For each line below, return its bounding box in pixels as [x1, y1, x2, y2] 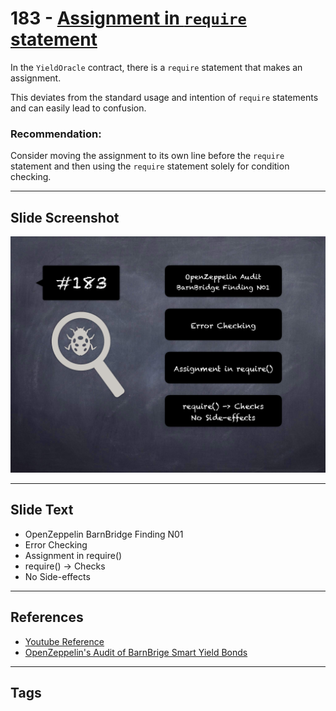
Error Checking [24, 538, 88, 551]
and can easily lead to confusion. [10, 102, 147, 114]
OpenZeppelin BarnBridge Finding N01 [24, 528, 184, 540]
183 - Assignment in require [10, 7, 247, 30]
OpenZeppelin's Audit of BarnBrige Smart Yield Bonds [24, 646, 248, 658]
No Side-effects [24, 570, 91, 582]
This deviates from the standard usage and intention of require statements [10, 91, 319, 103]
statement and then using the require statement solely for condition [10, 160, 290, 172]
